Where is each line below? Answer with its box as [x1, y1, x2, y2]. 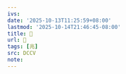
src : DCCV [7, 50, 37, 57]
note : [7, 56, 23, 63]
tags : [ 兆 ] [7, 43, 39, 50]
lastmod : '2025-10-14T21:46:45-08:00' [7, 23, 121, 30]
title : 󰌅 [7, 30, 33, 37]
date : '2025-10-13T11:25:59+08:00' [7, 17, 112, 24]
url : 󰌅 [7, 37, 27, 44]
